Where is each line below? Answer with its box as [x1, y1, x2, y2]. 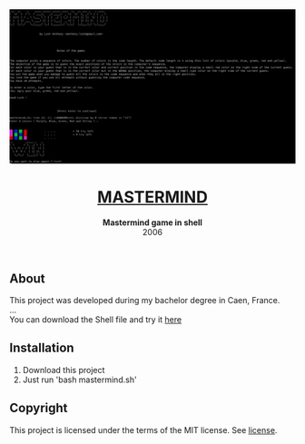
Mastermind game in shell [103, 217, 202, 228]
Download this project [22, 364, 105, 375]
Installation [9, 340, 74, 356]
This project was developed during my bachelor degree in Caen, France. [9, 294, 280, 305]
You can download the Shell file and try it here [9, 313, 182, 325]
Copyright [9, 400, 68, 416]
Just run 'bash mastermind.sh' [22, 374, 138, 385]
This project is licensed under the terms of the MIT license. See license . [9, 424, 278, 435]
